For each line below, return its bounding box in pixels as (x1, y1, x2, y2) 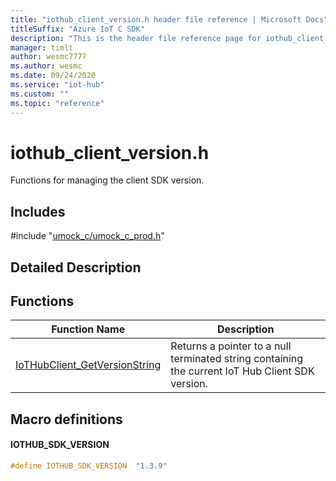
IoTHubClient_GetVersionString (15, 358, 162, 372)
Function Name (51, 322, 126, 336)
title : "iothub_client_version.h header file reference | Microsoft (10, 14, 302, 25)
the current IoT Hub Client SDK (170, 364, 315, 378)
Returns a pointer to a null (170, 339, 292, 353)
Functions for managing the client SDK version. (10, 174, 205, 186)
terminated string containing (170, 352, 304, 366)
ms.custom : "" (10, 89, 70, 99)
